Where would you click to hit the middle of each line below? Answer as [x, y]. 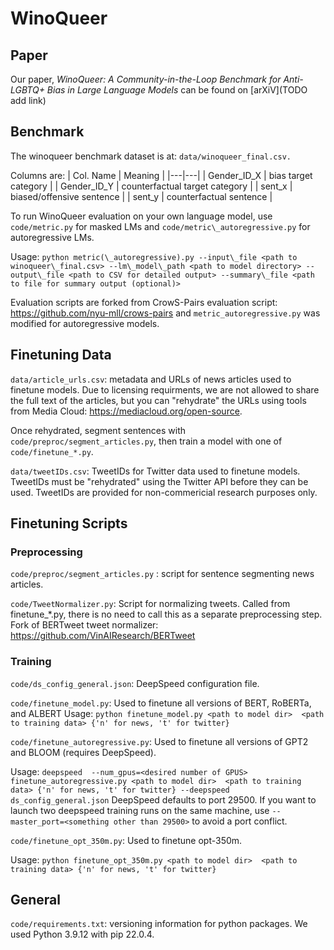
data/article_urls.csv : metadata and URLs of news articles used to [151, 379]
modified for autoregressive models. [85, 323]
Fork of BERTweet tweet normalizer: [84, 625]
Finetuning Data [61, 355]
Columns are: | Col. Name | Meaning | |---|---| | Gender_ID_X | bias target [161, 175]
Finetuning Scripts [69, 523]
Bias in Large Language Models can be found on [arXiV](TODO [177, 90]
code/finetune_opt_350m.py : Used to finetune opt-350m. [126, 840]
